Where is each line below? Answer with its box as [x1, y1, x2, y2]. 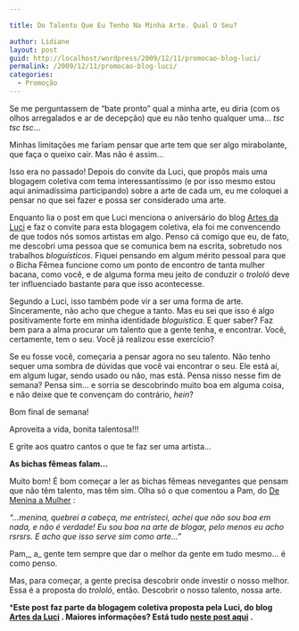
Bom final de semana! [9, 406, 89, 416]
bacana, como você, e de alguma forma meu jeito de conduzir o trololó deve [9, 269, 290, 280]
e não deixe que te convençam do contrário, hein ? [9, 389, 194, 400]
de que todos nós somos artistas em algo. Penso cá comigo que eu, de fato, [9, 231, 290, 241]
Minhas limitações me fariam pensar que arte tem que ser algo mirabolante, [9, 139, 287, 150]
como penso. [9, 558, 58, 568]
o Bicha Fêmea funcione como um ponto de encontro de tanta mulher [9, 259, 265, 270]
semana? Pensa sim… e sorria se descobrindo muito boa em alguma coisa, [9, 379, 285, 390]
